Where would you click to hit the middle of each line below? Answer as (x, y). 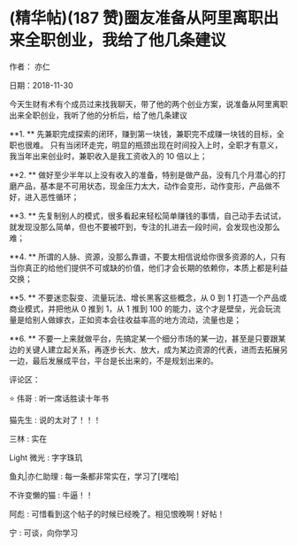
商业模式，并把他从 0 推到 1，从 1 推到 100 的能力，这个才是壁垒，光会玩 (141, 308)
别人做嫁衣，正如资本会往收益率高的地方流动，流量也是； (137, 319)
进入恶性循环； (52, 196)
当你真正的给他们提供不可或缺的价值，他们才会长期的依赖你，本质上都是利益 (148, 267)
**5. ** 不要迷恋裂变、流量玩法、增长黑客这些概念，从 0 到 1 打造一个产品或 (148, 297)
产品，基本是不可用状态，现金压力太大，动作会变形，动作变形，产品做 (144, 186)
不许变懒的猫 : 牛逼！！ (51, 495)
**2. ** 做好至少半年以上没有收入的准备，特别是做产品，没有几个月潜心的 (144, 174)
